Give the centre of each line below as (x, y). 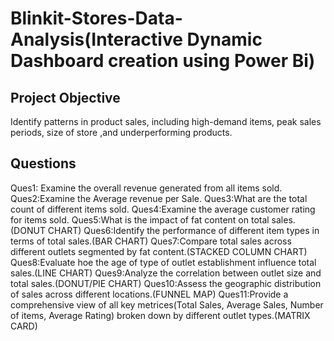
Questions (43, 163)
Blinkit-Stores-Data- (96, 18)
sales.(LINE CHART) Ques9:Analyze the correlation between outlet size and (166, 273)
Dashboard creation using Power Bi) (163, 61)
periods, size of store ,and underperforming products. (121, 132)
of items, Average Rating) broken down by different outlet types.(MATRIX (160, 315)
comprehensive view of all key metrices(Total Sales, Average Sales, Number (167, 304)
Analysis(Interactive (96, 39)
